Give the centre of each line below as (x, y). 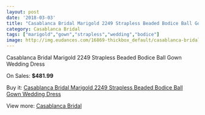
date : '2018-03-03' (31, 18)
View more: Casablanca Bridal (44, 106)
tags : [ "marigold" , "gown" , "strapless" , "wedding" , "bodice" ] (83, 35)
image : (15, 40)
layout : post (23, 12)
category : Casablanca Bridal (43, 29)
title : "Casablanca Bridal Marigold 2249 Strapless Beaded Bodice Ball (99, 23)
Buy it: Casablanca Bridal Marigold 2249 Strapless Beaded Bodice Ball (95, 88)
